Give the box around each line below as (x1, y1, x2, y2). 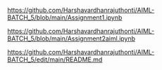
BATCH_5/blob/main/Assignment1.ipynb (7, 13, 123, 22)
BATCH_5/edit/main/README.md (7, 55, 103, 64)
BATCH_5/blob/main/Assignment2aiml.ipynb (7, 34, 136, 43)
